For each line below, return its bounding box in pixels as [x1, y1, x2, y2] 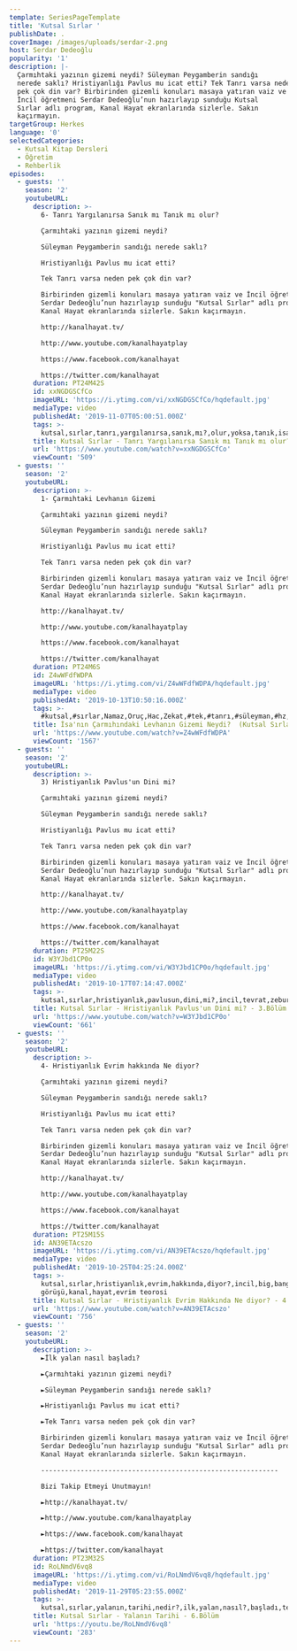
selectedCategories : [9, 136, 86, 145]
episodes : [9, 169, 46, 178]
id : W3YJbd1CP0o [32, 954, 93, 963]
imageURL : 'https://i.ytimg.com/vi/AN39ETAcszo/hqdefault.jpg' [32, 1246, 271, 1255]
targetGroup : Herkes [9, 120, 86, 129]
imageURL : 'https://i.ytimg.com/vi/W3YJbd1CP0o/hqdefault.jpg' [32, 962, 271, 972]
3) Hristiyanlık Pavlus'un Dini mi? [41, 778, 176, 787]
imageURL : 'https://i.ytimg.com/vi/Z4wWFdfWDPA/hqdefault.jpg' [32, 679, 271, 688]
